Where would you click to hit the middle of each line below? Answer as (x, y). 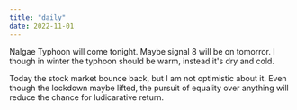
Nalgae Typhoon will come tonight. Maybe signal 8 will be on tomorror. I (143, 51)
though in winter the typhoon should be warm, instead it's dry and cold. (142, 61)
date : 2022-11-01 (42, 26)
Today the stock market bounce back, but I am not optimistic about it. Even (148, 78)
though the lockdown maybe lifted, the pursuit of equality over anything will (149, 88)
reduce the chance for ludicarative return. (87, 97)
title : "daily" (38, 17)
